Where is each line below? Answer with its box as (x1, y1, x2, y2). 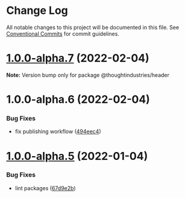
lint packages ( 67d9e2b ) (14, 184, 77, 191)
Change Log (6, 4, 68, 18)
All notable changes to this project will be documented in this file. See (6, 24, 180, 31)
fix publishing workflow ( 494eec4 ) (14, 128, 101, 135)
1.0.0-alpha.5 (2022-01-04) (6, 149, 148, 163)
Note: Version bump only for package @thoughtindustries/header (6, 71, 170, 79)
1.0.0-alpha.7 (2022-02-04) (6, 51, 149, 65)
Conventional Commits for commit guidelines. (6, 30, 119, 37)
